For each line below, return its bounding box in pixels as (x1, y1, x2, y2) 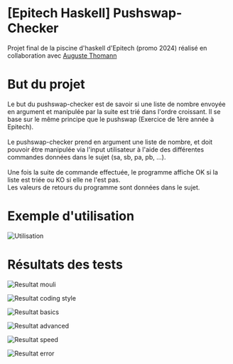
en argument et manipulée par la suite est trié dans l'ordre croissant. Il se (7, 107, 221, 115)
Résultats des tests (7, 256, 123, 272)
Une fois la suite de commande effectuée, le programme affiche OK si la (7, 167, 219, 176)
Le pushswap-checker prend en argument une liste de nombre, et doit (7, 137, 213, 146)
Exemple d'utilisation (7, 208, 135, 224)
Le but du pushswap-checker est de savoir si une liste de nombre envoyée (7, 100, 226, 108)
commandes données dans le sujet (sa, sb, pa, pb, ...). (7, 152, 166, 161)
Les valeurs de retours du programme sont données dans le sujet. (7, 183, 200, 192)
